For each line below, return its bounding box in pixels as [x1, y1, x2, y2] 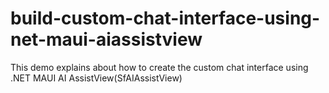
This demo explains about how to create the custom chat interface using [10, 61, 309, 73]
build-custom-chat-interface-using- [10, 7, 321, 30]
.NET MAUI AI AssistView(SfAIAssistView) [10, 72, 183, 84]
